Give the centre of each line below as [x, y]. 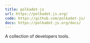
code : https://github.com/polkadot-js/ [45, 18]
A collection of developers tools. [37, 36]
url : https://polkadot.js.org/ [37, 14]
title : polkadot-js [25, 9]
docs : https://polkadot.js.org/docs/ [43, 23]
